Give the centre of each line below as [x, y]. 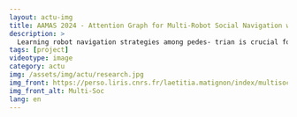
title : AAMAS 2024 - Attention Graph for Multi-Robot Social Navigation [146, 26]
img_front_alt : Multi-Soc [57, 91]
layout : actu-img [41, 17]
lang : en [25, 99]
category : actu [37, 67]
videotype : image [41, 58]
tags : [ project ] [39, 50]
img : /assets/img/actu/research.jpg [76, 75]
